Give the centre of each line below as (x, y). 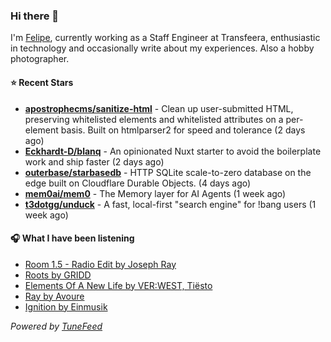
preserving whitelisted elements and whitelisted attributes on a (154, 119)
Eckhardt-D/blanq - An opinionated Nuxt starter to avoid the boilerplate (173, 151)
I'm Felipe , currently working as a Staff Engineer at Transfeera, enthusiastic (165, 38)
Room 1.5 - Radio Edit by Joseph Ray (100, 264)
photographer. (40, 59)
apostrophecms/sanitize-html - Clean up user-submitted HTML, (159, 108)
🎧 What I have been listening (72, 238)
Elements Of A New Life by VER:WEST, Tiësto (118, 285)
